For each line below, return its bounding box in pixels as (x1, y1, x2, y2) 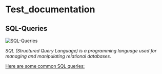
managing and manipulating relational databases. (5, 53, 111, 59)
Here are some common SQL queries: (5, 63, 85, 69)
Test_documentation (5, 4, 95, 15)
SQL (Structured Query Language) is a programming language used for (5, 48, 157, 53)
